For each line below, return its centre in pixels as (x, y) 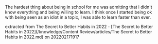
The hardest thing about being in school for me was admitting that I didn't (79, 7)
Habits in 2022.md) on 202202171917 (42, 37)
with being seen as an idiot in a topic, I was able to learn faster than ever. (78, 17)
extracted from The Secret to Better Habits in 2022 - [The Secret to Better (79, 27)
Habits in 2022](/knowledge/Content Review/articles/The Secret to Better (79, 32)
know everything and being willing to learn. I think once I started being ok (79, 12)
